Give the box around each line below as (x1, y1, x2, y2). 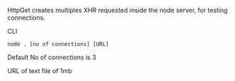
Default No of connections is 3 (7, 53, 97, 61)
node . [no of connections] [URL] (7, 41, 110, 48)
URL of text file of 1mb (7, 67, 72, 75)
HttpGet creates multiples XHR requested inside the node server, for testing (7, 6, 228, 14)
